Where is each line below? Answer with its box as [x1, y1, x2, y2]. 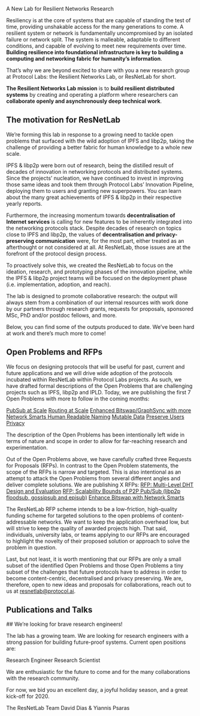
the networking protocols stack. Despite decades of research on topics [6, 224, 181, 231]
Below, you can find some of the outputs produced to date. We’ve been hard [6, 323, 195, 330]
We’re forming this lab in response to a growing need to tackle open [6, 130, 174, 138]
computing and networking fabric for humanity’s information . [6, 55, 163, 62]
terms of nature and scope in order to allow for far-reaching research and [6, 437, 187, 444]
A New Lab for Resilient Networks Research [6, 5, 114, 12]
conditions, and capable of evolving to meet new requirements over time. [6, 42, 187, 49]
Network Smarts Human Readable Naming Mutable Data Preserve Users [6, 413, 184, 420]
